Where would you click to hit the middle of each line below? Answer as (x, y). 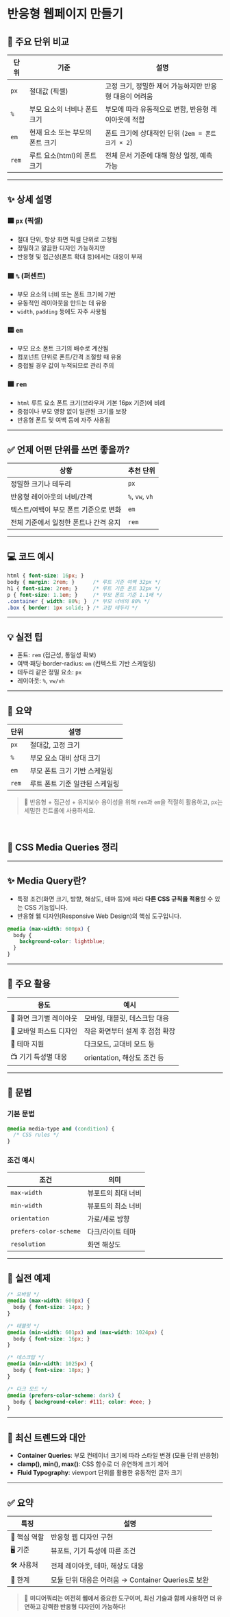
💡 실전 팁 (25, 637)
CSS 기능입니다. (46, 907)
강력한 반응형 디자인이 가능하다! (84, 1607)
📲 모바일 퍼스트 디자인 (44, 1031)
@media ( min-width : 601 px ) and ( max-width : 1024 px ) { (86, 1332)
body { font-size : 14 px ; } (52, 1308)
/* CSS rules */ (36, 1135)
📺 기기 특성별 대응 (39, 1057)
